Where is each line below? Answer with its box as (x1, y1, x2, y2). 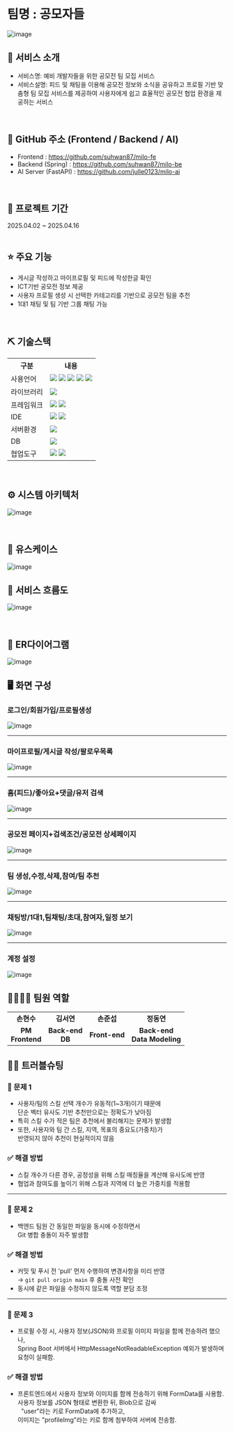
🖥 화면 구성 (7, 680, 52, 691)
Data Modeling (131, 1034, 181, 1044)
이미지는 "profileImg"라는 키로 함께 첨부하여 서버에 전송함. (17, 1415, 177, 1424)
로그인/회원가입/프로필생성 (7, 705, 92, 714)
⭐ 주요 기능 (7, 251, 52, 263)
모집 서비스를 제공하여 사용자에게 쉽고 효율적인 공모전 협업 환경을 (38, 88, 214, 97)
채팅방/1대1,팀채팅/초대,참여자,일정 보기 (7, 913, 133, 923)
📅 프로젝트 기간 (7, 203, 68, 214)
